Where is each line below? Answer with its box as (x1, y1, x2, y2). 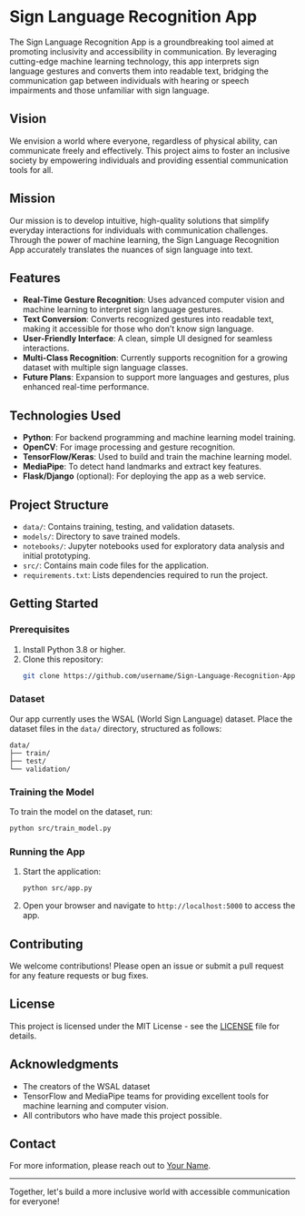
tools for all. (9, 164, 54, 175)
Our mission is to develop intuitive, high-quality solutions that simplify (9, 215, 270, 226)
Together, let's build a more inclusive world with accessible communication (9, 1186, 290, 1198)
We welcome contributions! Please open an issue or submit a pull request (9, 960, 284, 971)
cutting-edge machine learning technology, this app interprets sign (9, 56, 260, 66)
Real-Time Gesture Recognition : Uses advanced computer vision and (22, 294, 285, 306)
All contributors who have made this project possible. (22, 1110, 222, 1120)
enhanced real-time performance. (22, 381, 150, 392)
